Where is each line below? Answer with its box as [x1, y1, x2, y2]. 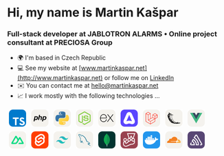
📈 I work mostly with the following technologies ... [16, 92, 160, 100]
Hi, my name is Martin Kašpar [7, 5, 179, 21]
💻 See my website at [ [16, 64, 81, 73]
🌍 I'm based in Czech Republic [16, 53, 107, 62]
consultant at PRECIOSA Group [7, 38, 113, 47]
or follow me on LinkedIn [104, 74, 175, 82]
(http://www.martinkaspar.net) [16, 74, 103, 82]
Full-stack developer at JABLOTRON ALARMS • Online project [7, 29, 218, 39]
